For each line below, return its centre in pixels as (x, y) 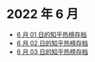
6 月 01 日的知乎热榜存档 (52, 34)
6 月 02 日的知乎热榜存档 (52, 43)
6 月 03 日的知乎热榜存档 (52, 52)
